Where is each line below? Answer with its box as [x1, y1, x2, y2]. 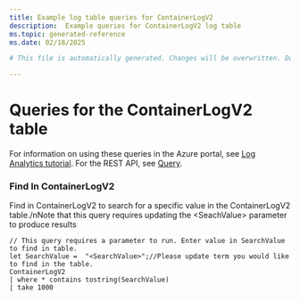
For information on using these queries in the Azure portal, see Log [9, 149, 256, 159]
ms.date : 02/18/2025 [9, 37, 87, 47]
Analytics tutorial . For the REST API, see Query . [9, 158, 183, 169]
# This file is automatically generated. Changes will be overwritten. [9, 54, 281, 63]
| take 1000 [9, 283, 54, 292]
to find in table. [9, 244, 78, 254]
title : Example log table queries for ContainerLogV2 [9, 12, 214, 22]
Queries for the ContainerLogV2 [9, 100, 253, 120]
